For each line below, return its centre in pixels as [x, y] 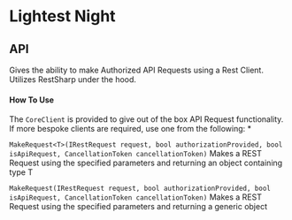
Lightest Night [63, 16]
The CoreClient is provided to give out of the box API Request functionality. [146, 119]
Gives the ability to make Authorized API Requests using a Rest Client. [136, 70]
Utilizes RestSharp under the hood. [73, 80]
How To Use [32, 100]
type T [21, 172]
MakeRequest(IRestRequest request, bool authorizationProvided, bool [140, 189]
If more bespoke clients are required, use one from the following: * [131, 129]
